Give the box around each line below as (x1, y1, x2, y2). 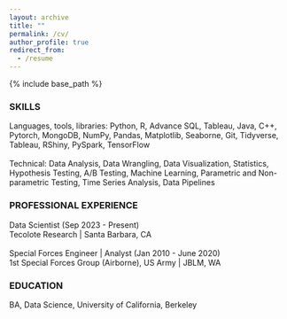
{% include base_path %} (9, 79, 103, 89)
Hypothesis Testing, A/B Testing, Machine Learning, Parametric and (9, 167, 257, 178)
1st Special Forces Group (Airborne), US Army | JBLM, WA (9, 257, 221, 268)
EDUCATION (9, 279, 64, 292)
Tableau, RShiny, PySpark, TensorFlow (9, 139, 151, 151)
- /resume (17, 54, 53, 63)
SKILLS (9, 100, 42, 113)
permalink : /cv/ (9, 29, 69, 38)
